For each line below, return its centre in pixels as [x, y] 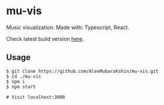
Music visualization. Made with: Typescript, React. [68, 27]
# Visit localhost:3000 [36, 97]
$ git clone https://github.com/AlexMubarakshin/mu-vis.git [83, 71]
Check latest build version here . [45, 39]
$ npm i [16, 81]
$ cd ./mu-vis [24, 76]
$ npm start [21, 87]
